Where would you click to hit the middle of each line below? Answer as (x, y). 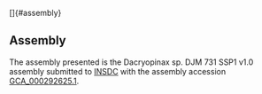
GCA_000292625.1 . (44, 81)
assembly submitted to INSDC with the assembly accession (118, 71)
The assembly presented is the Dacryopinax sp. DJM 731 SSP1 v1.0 (131, 62)
